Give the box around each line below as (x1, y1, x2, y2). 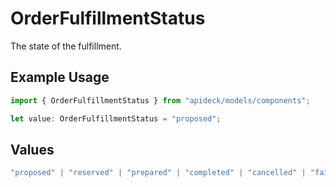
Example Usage (10, 69, 110, 86)
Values (10, 141, 55, 158)
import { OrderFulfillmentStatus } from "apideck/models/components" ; (10, 95, 311, 106)
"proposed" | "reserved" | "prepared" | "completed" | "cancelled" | (10, 168, 307, 178)
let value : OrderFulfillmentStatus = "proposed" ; (10, 113, 222, 124)
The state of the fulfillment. (10, 40, 122, 52)
